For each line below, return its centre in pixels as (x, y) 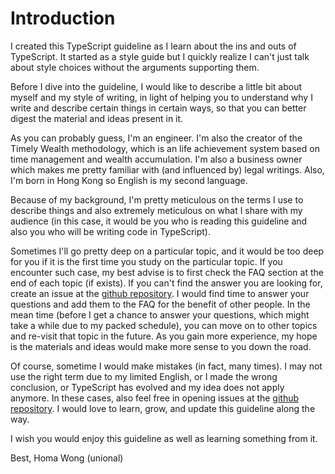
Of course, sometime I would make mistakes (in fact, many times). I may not (166, 366)
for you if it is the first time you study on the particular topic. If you (146, 261)
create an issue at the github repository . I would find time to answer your (160, 293)
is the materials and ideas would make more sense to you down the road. (161, 346)
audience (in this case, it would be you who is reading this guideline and (159, 221)
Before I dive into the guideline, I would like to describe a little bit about (156, 86)
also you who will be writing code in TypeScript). (111, 231)
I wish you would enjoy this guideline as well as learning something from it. (164, 438)
